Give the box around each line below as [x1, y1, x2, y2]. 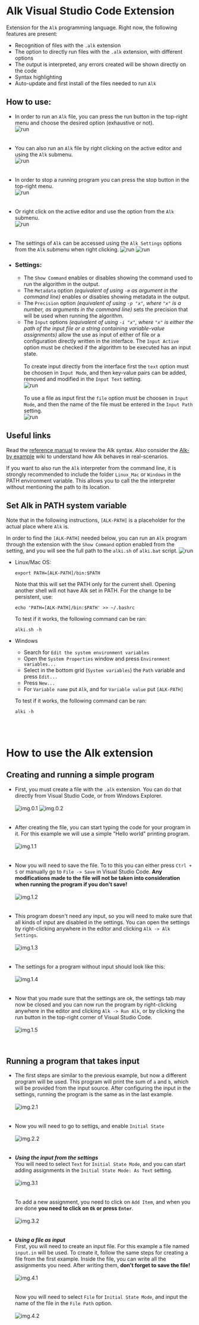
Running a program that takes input [6, 1056, 140, 1066]
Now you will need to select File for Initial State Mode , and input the [14, 1293, 188, 1301]
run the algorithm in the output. [23, 281, 100, 288]
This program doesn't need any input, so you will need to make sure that [14, 912, 192, 919]
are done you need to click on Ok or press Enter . [14, 1205, 134, 1212]
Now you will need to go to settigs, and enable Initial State [14, 1122, 165, 1130]
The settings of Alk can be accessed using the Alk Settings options [14, 240, 182, 247]
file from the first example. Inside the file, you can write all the [14, 1255, 166, 1262]
